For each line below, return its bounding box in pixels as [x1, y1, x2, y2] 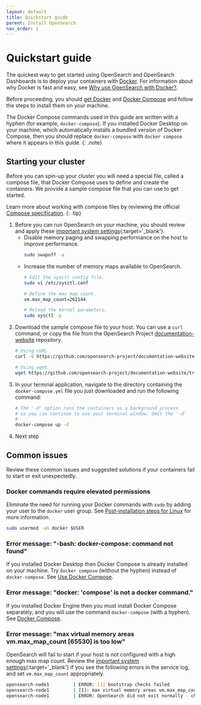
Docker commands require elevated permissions [6, 487, 151, 496]
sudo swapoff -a [23, 252, 65, 258]
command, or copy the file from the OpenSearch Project [14, 330, 154, 337]
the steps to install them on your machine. [6, 102, 109, 109]
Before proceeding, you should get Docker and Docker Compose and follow [6, 95, 193, 103]
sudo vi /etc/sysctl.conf [23, 280, 89, 286]
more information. [6, 514, 50, 521]
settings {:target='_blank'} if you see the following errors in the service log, [6, 664, 190, 671]
